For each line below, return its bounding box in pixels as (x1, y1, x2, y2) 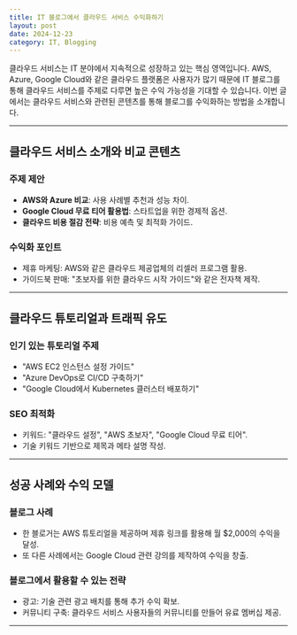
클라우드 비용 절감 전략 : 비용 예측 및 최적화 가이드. (21, 216, 193, 227)
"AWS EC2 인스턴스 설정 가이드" (21, 360, 135, 372)
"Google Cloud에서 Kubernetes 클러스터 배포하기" (21, 383, 200, 394)
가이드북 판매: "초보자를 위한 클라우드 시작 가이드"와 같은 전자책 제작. (21, 274, 261, 284)
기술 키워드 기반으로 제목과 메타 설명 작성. (21, 440, 166, 452)
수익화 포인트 (9, 241, 62, 253)
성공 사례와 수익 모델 (9, 477, 114, 492)
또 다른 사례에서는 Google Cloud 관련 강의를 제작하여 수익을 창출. (21, 550, 249, 561)
